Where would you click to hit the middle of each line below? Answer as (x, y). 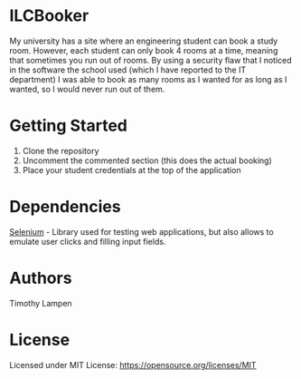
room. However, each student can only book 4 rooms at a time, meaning (144, 50)
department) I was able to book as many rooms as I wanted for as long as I (148, 79)
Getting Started (69, 126)
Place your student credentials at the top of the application (132, 170)
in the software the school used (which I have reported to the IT (128, 70)
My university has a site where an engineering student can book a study (144, 41)
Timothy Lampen (41, 303)
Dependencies (65, 207)
